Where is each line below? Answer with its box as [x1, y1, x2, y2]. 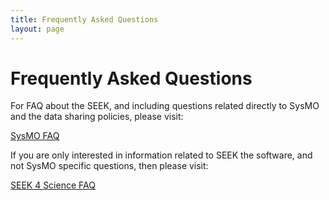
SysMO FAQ [10, 130, 60, 142]
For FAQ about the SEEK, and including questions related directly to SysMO [10, 100, 320, 112]
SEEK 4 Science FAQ [10, 179, 96, 191]
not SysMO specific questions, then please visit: [10, 160, 209, 172]
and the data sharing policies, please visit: [10, 111, 184, 123]
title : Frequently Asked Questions [10, 14, 159, 25]
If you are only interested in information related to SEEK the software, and [10, 149, 313, 161]
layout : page [10, 24, 65, 34]
